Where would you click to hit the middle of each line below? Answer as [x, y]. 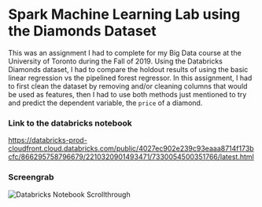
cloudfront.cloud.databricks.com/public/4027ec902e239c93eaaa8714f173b [131, 149]
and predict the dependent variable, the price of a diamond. [105, 103]
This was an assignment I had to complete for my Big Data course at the [125, 53]
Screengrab [31, 177]
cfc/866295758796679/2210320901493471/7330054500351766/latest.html [131, 157]
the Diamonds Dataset [82, 31]
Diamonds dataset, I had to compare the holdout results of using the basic [128, 69]
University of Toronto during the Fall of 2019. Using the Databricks [115, 61]
